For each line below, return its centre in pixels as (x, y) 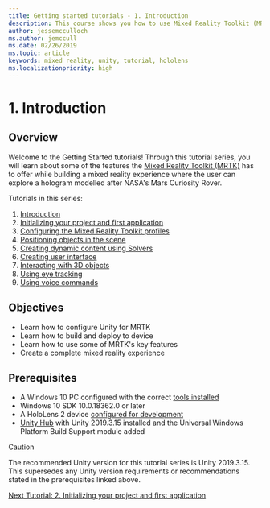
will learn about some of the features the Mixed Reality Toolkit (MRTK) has (131, 165)
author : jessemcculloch (48, 31)
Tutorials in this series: (45, 198)
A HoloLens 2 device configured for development (101, 415)
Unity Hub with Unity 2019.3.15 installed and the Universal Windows (131, 423)
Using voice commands (59, 282)
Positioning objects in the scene (73, 239)
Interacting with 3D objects (65, 265)
